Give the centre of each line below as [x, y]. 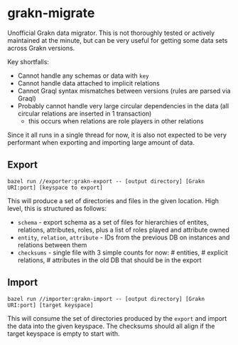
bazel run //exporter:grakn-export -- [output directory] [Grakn [106, 181]
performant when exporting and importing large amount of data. [101, 142]
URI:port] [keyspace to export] [55, 187]
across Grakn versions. [41, 48]
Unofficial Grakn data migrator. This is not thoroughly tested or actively [111, 33]
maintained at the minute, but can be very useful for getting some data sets [118, 40]
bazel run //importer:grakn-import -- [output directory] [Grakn [106, 299]
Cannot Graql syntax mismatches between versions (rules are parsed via [124, 91]
